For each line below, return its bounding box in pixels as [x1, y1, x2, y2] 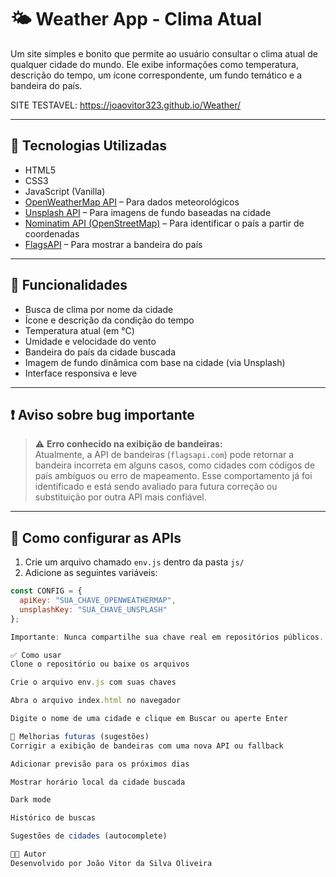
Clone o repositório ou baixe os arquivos [10, 659, 190, 670]
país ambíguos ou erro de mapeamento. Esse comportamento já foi [34, 470, 313, 482]
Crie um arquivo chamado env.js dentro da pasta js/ [24, 556, 245, 568]
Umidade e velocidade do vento [24, 335, 157, 347]
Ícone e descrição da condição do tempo [24, 314, 195, 326]
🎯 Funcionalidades [10, 277, 128, 294]
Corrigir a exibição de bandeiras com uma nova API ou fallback [10, 741, 284, 751]
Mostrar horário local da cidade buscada [10, 777, 186, 787]
